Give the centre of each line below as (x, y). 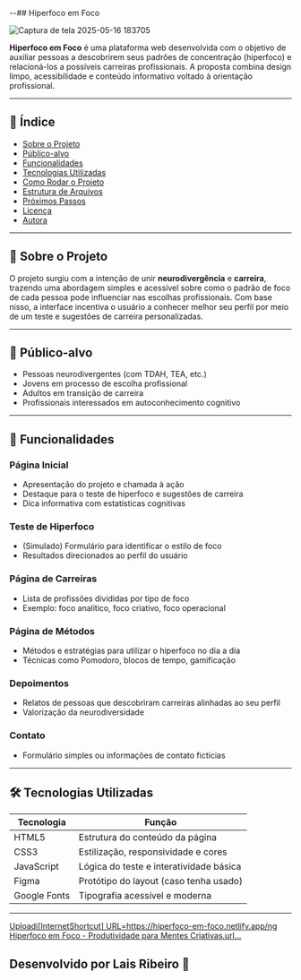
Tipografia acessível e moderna (145, 896)
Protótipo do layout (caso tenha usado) (161, 881)
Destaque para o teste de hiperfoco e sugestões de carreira (133, 494)
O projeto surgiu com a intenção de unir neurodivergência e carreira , (138, 278)
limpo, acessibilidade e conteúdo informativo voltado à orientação (131, 76)
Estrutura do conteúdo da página (148, 838)
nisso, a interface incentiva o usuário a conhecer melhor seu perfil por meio (149, 306)
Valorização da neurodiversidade (83, 712)
